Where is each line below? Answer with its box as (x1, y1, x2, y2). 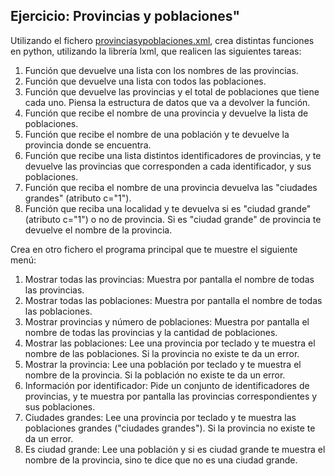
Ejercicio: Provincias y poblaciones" (10, 8, 240, 25)
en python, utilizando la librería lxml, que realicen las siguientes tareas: (10, 45, 302, 57)
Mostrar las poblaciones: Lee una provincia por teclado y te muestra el (24, 337, 316, 349)
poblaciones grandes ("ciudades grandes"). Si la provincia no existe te (24, 422, 316, 434)
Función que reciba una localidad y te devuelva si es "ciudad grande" (24, 202, 312, 214)
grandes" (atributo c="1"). (24, 192, 132, 204)
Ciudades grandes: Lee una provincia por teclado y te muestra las (24, 411, 297, 423)
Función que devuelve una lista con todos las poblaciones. (24, 75, 267, 87)
